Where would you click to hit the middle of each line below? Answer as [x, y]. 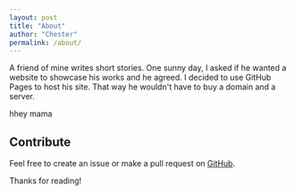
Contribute [40, 142]
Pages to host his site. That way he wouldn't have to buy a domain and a [143, 87]
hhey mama [31, 114]
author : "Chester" [43, 34]
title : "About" [38, 26]
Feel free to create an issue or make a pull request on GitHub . [122, 164]
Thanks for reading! [46, 181]
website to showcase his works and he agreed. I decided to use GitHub [140, 78]
